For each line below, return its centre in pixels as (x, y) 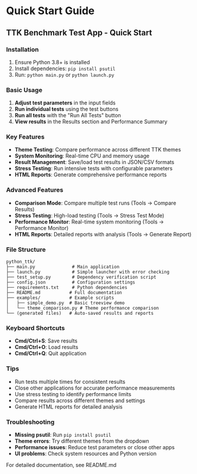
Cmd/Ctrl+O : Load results (46, 347)
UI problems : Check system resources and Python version (86, 453)
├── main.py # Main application (63, 267)
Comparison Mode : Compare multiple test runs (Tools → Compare (95, 203)
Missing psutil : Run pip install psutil (63, 434)
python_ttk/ (21, 262)
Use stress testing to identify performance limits (73, 394)
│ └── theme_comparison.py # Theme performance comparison (83, 308)
